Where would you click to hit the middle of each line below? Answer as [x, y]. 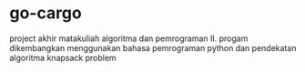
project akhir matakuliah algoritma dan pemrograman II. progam [129, 38]
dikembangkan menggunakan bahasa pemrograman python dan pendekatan [153, 47]
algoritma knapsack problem [63, 57]
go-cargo [46, 13]
